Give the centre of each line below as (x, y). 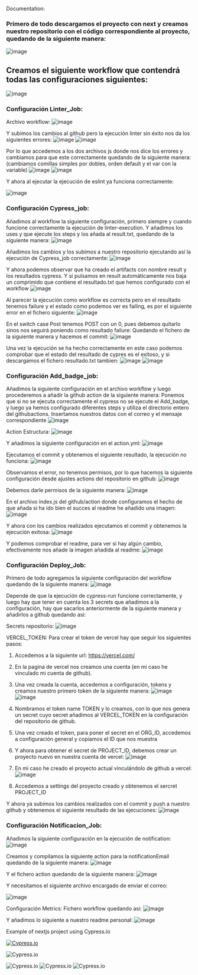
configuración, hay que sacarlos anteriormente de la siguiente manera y (94, 608)
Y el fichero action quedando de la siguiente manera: (70, 874)
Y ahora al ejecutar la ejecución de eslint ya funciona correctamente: (90, 182)
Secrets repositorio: (30, 626)
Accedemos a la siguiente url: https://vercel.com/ (75, 655)
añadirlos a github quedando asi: (46, 615)
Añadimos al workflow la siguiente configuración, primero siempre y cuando (99, 221)
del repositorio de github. (46, 721)
